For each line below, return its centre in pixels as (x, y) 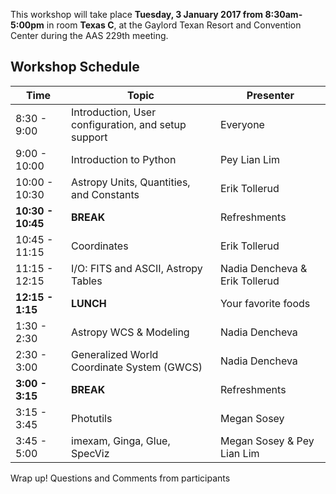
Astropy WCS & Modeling (130, 332)
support (89, 137)
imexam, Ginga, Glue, (121, 441)
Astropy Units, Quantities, (131, 182)
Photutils (92, 418)
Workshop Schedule (75, 67)
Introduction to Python (124, 159)
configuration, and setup (129, 124)
